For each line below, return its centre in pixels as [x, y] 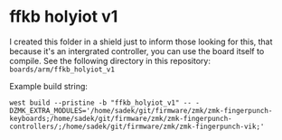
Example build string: [49, 86]
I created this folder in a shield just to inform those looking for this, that [141, 42]
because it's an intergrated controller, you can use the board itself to [137, 51]
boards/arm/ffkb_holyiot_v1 [62, 70]
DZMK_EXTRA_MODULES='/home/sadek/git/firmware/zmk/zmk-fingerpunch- [141, 110]
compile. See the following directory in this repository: [110, 61]
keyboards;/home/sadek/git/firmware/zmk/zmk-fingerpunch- [121, 118]
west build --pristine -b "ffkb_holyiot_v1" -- [101, 103]
